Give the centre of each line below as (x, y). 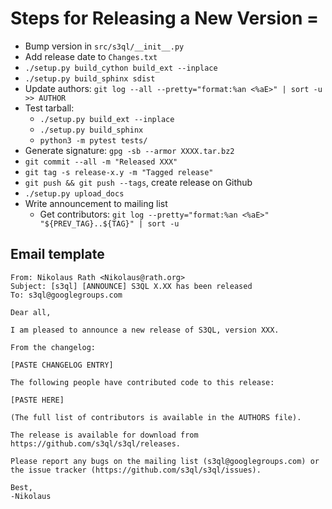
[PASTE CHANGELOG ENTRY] (62, 365)
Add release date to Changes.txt (91, 56)
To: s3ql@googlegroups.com (66, 295)
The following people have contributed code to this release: (142, 382)
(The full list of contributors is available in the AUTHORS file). (156, 417)
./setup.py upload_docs (74, 193)
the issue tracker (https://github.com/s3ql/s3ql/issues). (136, 470)
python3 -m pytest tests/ (93, 140)
